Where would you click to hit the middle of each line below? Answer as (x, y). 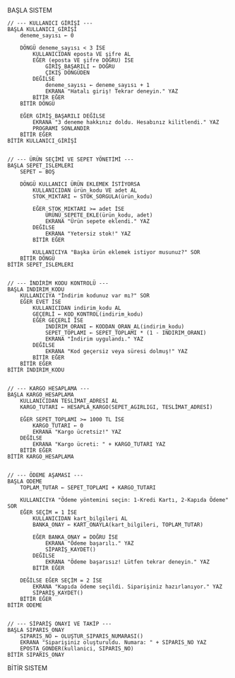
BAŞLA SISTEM (30, 10)
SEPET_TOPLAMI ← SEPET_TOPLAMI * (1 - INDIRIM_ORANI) (126, 333)
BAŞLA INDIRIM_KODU (36, 289)
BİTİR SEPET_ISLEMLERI (41, 265)
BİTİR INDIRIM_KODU (36, 370)
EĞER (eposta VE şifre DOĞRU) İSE (83, 60)
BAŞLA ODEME (25, 481)
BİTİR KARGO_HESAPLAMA (41, 456)
